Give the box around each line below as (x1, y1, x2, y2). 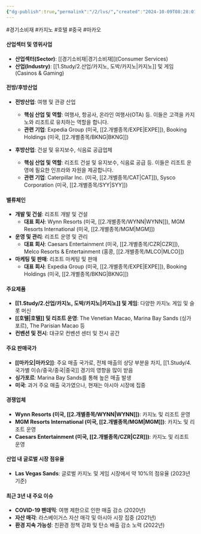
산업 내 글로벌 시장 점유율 (6, 456, 65, 463)
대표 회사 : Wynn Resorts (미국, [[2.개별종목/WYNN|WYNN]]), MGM (23, 218, 185, 225)
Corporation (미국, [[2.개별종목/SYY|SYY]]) (23, 181, 128, 189)
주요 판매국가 (6, 345, 37, 352)
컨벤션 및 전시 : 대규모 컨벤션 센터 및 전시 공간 (14, 330, 120, 337)
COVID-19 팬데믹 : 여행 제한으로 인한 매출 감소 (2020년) (14, 506, 146, 514)
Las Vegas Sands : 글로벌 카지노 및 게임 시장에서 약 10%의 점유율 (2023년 (14, 470, 190, 477)
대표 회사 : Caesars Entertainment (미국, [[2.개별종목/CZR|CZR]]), (23, 241, 179, 248)
